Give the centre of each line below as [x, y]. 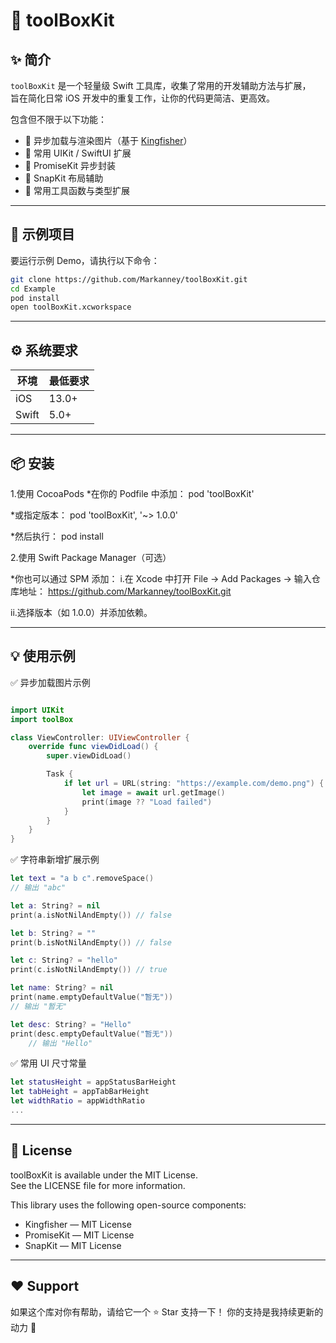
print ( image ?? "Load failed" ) [147, 802]
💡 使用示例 [43, 656]
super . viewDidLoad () [89, 756]
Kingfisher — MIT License [78, 1224]
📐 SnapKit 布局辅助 [64, 178]
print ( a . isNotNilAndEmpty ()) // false [91, 915]
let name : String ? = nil [62, 988]
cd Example [33, 289]
